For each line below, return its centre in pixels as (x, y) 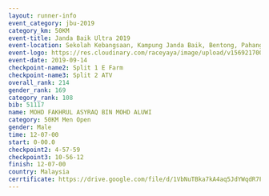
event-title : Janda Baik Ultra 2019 (69, 38)
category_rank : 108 (41, 98)
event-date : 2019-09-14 (48, 61)
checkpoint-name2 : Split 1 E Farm (66, 68)
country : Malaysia (39, 172)
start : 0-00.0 (32, 142)
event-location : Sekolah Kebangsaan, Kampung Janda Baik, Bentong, (123, 46)
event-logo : (28, 53)
